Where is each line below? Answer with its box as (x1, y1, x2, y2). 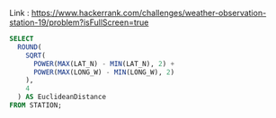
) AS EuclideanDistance (17, 93, 106, 102)
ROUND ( (17, 42, 42, 52)
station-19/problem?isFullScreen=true (9, 17, 149, 28)
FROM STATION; (9, 101, 63, 110)
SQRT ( (25, 51, 47, 60)
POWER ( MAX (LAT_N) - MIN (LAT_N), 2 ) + (32, 59, 175, 68)
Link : (9, 8, 30, 18)
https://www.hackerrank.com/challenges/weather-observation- (31, 8, 267, 18)
